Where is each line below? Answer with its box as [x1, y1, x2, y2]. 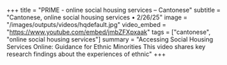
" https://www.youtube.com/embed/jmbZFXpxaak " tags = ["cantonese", [6, 28, 211, 36]
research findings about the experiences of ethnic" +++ [6, 50, 166, 58]
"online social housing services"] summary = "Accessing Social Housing [6, 35, 213, 44]
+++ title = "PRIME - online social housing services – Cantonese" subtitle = [6, 6, 221, 14]
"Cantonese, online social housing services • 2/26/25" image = [6, 13, 188, 21]
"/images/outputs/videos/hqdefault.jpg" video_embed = [6, 21, 167, 28]
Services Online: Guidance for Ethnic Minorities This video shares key [6, 43, 206, 50]
